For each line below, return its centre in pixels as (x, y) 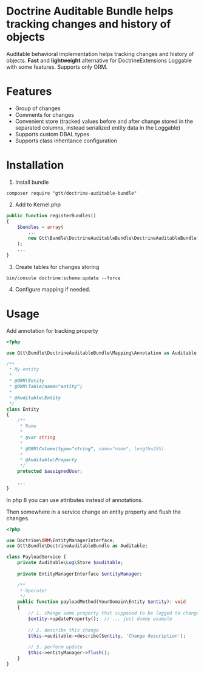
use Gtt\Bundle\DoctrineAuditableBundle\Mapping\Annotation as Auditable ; (103, 353)
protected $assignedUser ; (50, 472)
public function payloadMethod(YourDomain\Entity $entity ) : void (102, 602)
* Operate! (33, 591)
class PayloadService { (36, 557)
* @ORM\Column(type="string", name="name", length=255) (92, 448)
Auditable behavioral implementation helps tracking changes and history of (100, 54)
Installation (35, 165)
